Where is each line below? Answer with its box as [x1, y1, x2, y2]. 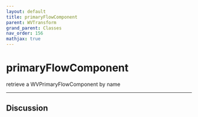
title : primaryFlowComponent [6, 14, 78, 20]
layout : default [6, 8, 46, 15]
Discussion [6, 103, 48, 113]
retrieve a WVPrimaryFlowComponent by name [6, 81, 121, 88]
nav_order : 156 [6, 31, 44, 36]
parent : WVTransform [6, 19, 57, 25]
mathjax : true [6, 36, 41, 42]
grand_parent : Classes [6, 25, 62, 31]
